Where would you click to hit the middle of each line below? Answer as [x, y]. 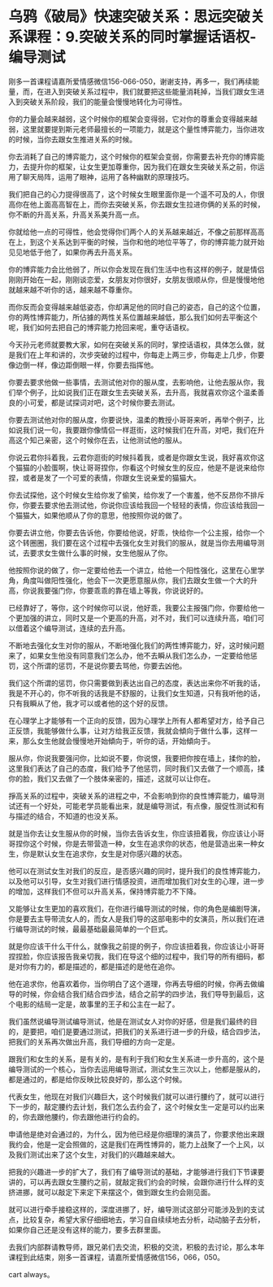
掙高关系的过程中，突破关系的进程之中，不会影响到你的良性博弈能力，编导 [133, 796]
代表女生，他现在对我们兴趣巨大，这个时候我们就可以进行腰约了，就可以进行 [136, 1096]
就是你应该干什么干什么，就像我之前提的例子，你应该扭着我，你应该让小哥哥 [136, 946]
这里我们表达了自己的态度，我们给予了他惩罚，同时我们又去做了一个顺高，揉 [136, 768]
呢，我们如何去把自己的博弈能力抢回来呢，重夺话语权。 [101, 327]
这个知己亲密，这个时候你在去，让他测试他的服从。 [101, 440]
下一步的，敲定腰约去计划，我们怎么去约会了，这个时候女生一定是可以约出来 [136, 1107]
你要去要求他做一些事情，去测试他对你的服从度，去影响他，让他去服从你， [133, 382]
